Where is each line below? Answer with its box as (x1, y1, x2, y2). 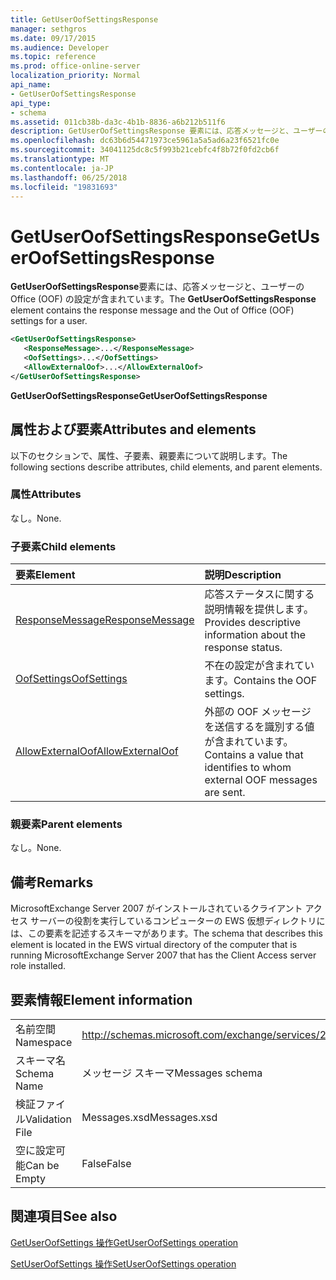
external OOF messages (204, 773, 318, 787)
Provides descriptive (204, 616, 302, 630)
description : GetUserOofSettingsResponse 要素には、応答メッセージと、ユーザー (10, 126, 323, 136)
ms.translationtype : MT (10, 154, 110, 164)
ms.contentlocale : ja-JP (10, 163, 114, 173)
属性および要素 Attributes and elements (10, 421, 257, 438)
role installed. (10, 960, 67, 972)
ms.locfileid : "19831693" (10, 182, 118, 192)
